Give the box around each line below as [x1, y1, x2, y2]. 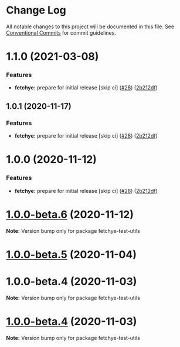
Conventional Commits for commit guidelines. [6, 29, 116, 36]
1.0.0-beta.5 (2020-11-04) [6, 248, 137, 261]
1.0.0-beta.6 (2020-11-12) [6, 208, 134, 221]
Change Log [6, 4, 66, 17]
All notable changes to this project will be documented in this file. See [6, 23, 175, 30]
